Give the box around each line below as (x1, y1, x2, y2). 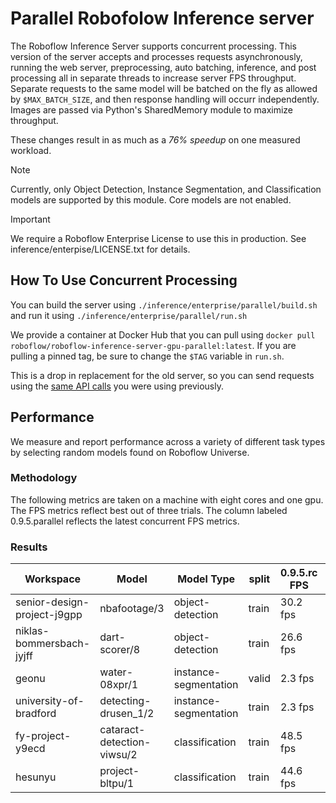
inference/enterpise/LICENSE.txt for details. (10, 243, 191, 255)
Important (10, 213, 51, 225)
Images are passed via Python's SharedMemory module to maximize (10, 103, 294, 116)
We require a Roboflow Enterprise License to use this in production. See (10, 232, 307, 244)
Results (10, 540, 48, 554)
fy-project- (15, 729, 72, 743)
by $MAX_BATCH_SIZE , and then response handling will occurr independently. (10, 93, 320, 105)
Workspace (24, 572, 82, 586)
